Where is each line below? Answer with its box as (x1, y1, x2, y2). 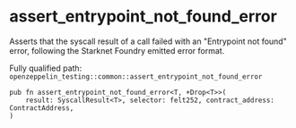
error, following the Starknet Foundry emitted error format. (9, 45, 225, 55)
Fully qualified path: (9, 63, 83, 73)
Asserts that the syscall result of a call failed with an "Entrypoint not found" (9, 36, 287, 47)
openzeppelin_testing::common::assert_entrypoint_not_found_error (9, 72, 263, 81)
